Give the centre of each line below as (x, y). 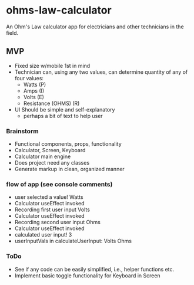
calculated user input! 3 (43, 235)
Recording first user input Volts (52, 209)
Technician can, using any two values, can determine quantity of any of (101, 72)
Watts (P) (35, 84)
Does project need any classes (52, 163)
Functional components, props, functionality (68, 144)
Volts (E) (34, 97)
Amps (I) (34, 91)
